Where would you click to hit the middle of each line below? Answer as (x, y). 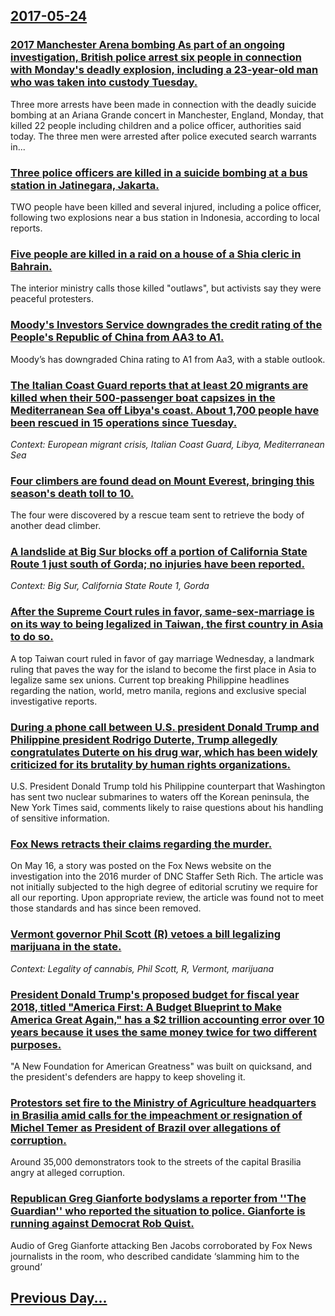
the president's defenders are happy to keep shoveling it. (128, 1076)
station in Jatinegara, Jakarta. (85, 185)
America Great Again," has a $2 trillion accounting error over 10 (167, 1019)
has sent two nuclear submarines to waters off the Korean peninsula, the (160, 797)
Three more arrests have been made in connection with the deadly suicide (163, 104)
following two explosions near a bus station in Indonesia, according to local (165, 217)
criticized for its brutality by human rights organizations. (151, 764)
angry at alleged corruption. (68, 1173)
